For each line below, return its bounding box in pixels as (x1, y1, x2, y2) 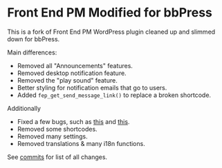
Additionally (7, 104, 41, 112)
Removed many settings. (17, 132, 88, 140)
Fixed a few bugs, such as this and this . (17, 117, 130, 125)
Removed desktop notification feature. (17, 69, 127, 77)
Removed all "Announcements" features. (17, 61, 133, 70)
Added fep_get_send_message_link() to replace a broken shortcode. (17, 91, 212, 99)
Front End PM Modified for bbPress (7, 5, 213, 21)
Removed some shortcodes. (17, 125, 98, 133)
